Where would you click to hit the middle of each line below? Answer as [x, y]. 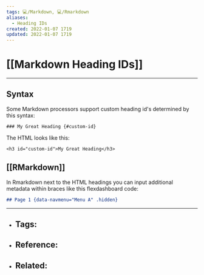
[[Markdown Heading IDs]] [75, 65]
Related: [31, 266]
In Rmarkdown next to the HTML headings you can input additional [90, 182]
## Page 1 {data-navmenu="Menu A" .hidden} [62, 200]
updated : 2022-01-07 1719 [39, 35]
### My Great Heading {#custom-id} [51, 126]
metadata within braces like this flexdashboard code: [72, 188]
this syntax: [21, 115]
